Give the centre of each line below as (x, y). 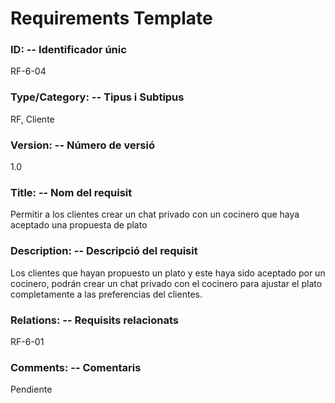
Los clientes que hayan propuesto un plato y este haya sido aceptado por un (168, 273)
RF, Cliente (32, 119)
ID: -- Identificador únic (68, 50)
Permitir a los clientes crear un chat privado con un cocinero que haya (155, 214)
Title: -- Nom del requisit (71, 192)
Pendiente (31, 389)
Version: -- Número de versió (82, 145)
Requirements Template (111, 18)
